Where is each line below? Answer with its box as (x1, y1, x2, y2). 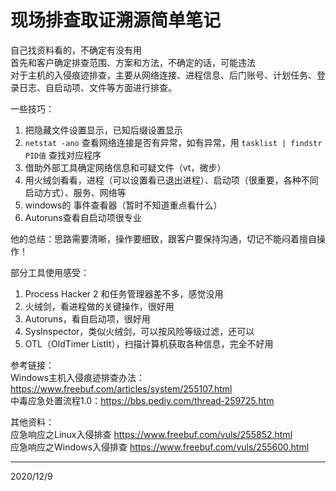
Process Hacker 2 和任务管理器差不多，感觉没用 (24, 287, 224, 300)
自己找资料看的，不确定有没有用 (10, 44, 142, 56)
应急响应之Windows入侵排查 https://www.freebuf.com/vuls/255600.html (10, 441, 310, 453)
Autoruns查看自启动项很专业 (24, 211, 142, 223)
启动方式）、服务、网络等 (24, 186, 127, 198)
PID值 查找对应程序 (24, 149, 102, 161)
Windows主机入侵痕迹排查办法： (10, 371, 146, 383)
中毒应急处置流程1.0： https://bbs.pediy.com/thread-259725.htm (10, 394, 275, 406)
